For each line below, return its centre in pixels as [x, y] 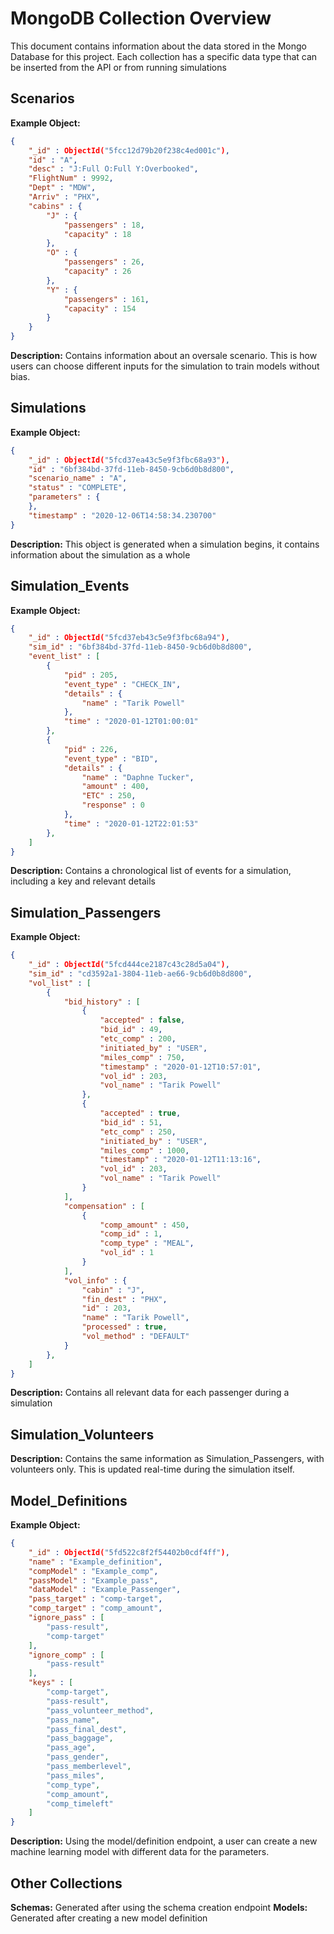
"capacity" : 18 [97, 234]
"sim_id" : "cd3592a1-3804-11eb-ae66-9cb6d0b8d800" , [140, 973]
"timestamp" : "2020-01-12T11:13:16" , [180, 1160]
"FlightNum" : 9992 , [71, 178]
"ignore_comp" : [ [66, 1655]
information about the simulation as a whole [100, 554]
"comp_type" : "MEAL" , [147, 1243]
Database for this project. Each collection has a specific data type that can [164, 56]
